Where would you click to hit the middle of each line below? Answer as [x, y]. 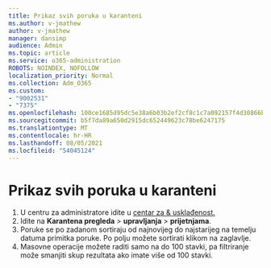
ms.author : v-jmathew [45, 23]
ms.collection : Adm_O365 [50, 83]
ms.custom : [27, 91]
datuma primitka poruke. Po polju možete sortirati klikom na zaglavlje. [135, 238]
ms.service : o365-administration [65, 61]
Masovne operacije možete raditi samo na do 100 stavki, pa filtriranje [134, 247]
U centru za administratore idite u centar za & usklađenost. [117, 212]
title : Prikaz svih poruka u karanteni [75, 16]
